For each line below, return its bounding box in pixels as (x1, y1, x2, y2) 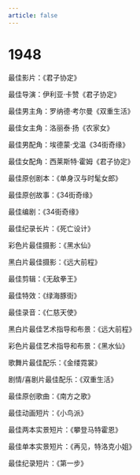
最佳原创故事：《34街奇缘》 (8, 190, 97, 200)
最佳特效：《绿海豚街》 (8, 290, 81, 300)
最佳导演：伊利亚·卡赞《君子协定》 (8, 89, 121, 99)
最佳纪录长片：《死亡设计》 (8, 223, 94, 233)
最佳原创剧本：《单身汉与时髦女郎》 (8, 173, 122, 182)
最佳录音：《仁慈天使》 (8, 307, 81, 316)
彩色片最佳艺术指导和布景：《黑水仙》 (8, 341, 129, 350)
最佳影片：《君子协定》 (8, 73, 81, 82)
